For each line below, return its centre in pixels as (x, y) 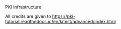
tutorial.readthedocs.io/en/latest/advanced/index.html (60, 22)
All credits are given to (28, 16)
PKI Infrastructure (23, 7)
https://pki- (64, 16)
